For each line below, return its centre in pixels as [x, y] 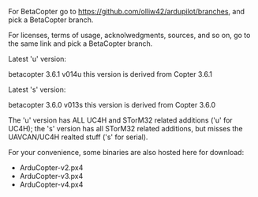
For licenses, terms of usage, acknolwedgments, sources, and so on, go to [129, 35]
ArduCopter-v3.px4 [51, 176]
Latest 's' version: [37, 89]
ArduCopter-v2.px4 [51, 168]
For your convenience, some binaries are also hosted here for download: [126, 152]
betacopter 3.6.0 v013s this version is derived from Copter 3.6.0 [112, 105]
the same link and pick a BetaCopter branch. [80, 44]
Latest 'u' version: [37, 59]
